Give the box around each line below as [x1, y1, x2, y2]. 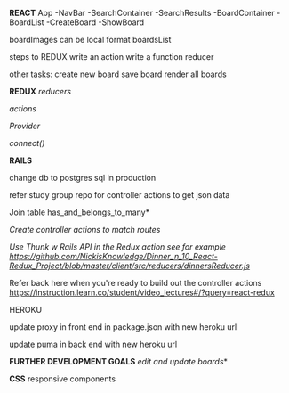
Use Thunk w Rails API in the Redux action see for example [9, 242, 227, 252]
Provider [9, 120, 41, 131]
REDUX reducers [9, 86, 72, 96]
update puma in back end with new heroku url [9, 339, 178, 349]
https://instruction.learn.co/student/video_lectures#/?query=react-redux [9, 287, 276, 298]
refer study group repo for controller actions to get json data [9, 190, 230, 200]
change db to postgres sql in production [9, 173, 157, 183]
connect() [9, 138, 45, 148]
